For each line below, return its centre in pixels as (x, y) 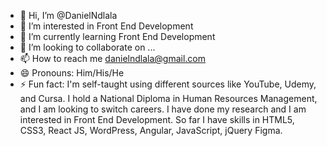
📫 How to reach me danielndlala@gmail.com (113, 58)
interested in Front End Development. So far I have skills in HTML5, (157, 119)
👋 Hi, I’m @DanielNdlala (68, 15)
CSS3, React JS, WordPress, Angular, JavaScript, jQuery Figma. (151, 130)
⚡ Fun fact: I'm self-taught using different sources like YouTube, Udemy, (168, 84)
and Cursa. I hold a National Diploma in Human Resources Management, (168, 98)
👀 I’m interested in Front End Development (106, 26)
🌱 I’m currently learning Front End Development (117, 36)
